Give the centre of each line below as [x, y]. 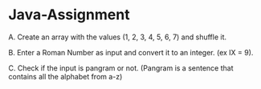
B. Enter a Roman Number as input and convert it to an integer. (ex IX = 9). [131, 52]
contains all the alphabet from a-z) [65, 76]
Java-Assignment [69, 15]
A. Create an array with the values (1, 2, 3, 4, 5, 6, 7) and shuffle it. [118, 37]
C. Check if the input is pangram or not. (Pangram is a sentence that [121, 68]
